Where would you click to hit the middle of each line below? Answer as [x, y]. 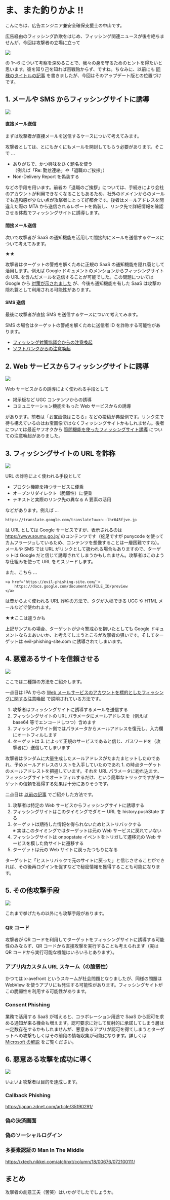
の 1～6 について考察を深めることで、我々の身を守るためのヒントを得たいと [84, 63]
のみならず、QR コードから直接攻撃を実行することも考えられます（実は [84, 946]
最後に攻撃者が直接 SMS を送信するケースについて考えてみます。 [73, 314]
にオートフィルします [35, 735]
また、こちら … [21, 572]
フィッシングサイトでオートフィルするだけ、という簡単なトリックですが [80, 777]
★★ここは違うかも [26, 618]
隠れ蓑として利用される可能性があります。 [49, 290]
